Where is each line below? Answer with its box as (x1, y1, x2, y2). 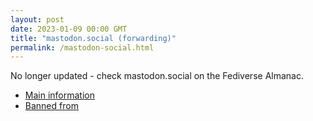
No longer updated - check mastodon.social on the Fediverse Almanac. (10, 70, 304, 82)
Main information (24, 89, 95, 101)
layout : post (10, 14, 65, 25)
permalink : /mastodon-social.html (10, 42, 155, 53)
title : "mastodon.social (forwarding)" (10, 33, 177, 43)
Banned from (24, 100, 79, 112)
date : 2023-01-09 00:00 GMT (10, 24, 128, 34)
